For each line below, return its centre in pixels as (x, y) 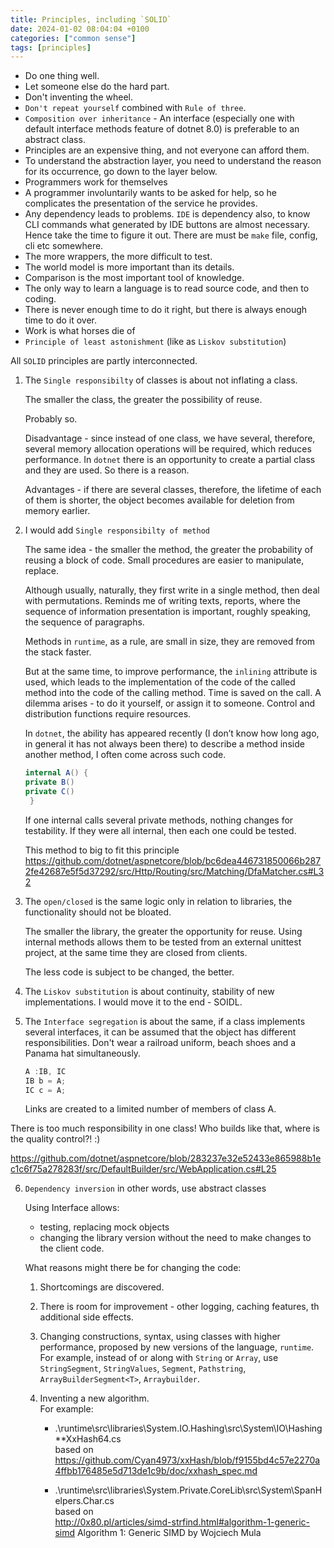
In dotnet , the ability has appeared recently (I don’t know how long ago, (172, 733)
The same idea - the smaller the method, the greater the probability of (169, 550)
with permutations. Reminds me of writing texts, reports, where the (162, 601)
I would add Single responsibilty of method (117, 530)
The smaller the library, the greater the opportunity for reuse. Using (163, 931)
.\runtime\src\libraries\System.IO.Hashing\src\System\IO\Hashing (188, 1428)
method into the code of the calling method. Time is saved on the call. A (173, 693)
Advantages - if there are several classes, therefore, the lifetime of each (173, 490)
